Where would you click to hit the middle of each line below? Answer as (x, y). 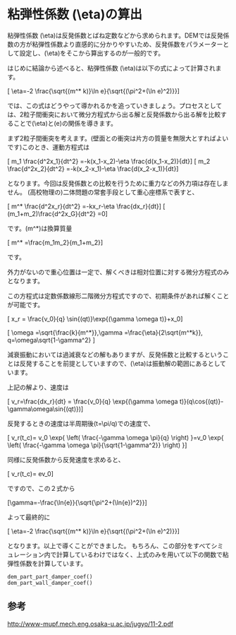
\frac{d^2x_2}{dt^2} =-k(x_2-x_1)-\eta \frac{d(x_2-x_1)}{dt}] (93, 168)
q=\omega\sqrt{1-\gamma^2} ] (51, 340)
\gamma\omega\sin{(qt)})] (45, 409)
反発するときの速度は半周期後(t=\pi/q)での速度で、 (81, 423)
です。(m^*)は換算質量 (40, 228)
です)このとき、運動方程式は (49, 147)
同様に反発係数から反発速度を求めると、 (66, 459)
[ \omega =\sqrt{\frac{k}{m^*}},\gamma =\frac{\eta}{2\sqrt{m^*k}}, (105, 332)
